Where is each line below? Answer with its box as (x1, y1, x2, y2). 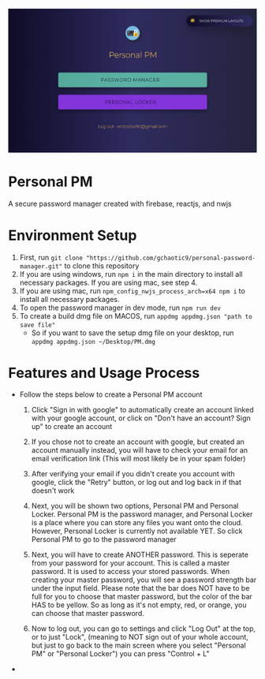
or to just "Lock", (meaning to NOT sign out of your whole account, (31, 632, 248, 642)
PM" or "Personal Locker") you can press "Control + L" (31, 649, 211, 658)
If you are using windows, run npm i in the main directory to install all (19, 269, 243, 278)
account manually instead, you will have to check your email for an (31, 446, 248, 455)
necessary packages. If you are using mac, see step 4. (19, 278, 198, 287)
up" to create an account (31, 422, 113, 431)
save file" (19, 321, 56, 329)
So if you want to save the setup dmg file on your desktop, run (31, 328, 234, 338)
